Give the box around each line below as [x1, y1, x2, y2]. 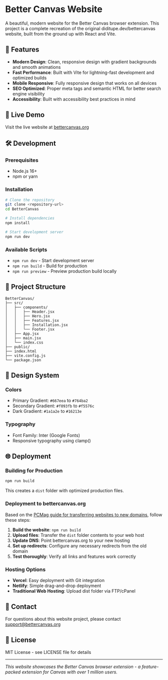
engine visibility [12, 90, 45, 96]
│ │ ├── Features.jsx [5, 318, 59, 323]
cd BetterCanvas [5, 207, 39, 212]
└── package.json [5, 358, 41, 363]
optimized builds [12, 74, 47, 81]
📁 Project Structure [5, 283, 66, 291]
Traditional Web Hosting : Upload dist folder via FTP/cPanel [12, 588, 136, 594]
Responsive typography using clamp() [12, 437, 91, 443]
